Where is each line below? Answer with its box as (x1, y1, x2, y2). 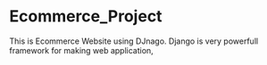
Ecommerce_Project (9, 6, 163, 27)
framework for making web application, (9, 45, 154, 55)
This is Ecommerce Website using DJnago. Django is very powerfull (9, 36, 259, 46)
